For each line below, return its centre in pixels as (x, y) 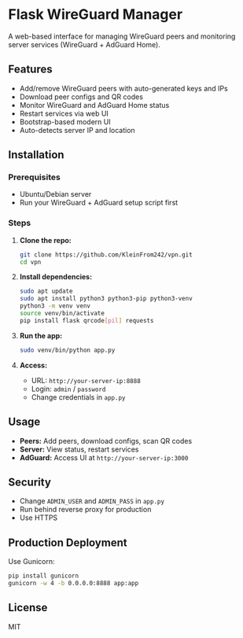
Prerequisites (34, 177)
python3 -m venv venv (55, 306)
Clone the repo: (46, 240)
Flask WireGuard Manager (96, 15)
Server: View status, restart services (79, 449)
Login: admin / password (68, 389)
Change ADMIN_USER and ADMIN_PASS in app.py (92, 501)
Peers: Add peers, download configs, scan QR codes (106, 441)
